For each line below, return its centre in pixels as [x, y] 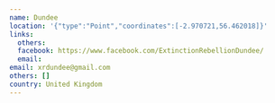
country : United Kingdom [56, 84]
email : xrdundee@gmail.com [60, 68]
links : [22, 34]
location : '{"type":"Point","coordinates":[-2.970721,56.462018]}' [139, 26]
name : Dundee [34, 17]
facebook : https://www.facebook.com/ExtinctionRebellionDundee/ [141, 51]
